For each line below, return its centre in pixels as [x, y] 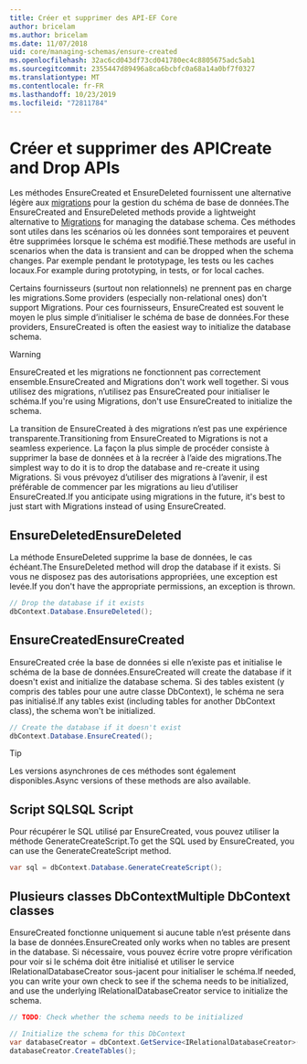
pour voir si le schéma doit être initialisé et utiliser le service [122, 962]
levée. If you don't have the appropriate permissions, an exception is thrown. [153, 587]
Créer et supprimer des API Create [141, 148]
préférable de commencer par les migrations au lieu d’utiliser [124, 487]
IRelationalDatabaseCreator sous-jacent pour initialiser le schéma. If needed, [153, 971]
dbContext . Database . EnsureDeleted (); [81, 612]
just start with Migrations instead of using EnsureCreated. [118, 506]
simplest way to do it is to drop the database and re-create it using [135, 468]
